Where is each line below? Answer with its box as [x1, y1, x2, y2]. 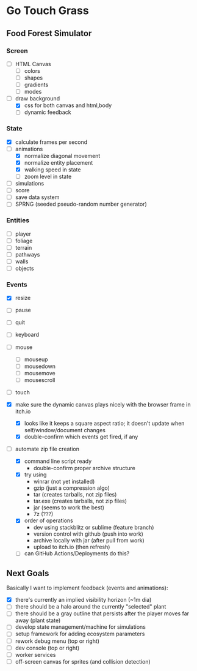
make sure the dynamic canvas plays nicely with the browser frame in [15, 400, 191, 408]
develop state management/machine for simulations [15, 623, 146, 631]
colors [24, 67, 41, 74]
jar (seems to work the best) [33, 504, 105, 511]
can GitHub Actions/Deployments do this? [24, 550, 130, 557]
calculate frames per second [15, 138, 88, 146]
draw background [15, 95, 60, 102]
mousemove [24, 369, 56, 377]
